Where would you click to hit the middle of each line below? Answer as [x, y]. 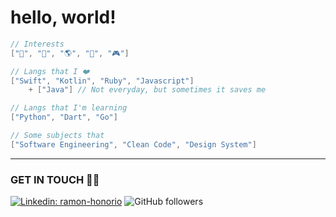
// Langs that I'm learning [69, 108]
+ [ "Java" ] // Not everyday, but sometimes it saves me [147, 90]
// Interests [37, 44]
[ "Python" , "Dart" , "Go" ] [64, 117]
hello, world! [63, 17]
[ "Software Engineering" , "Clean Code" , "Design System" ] [133, 144]
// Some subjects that [57, 136]
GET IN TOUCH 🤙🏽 [55, 179]
